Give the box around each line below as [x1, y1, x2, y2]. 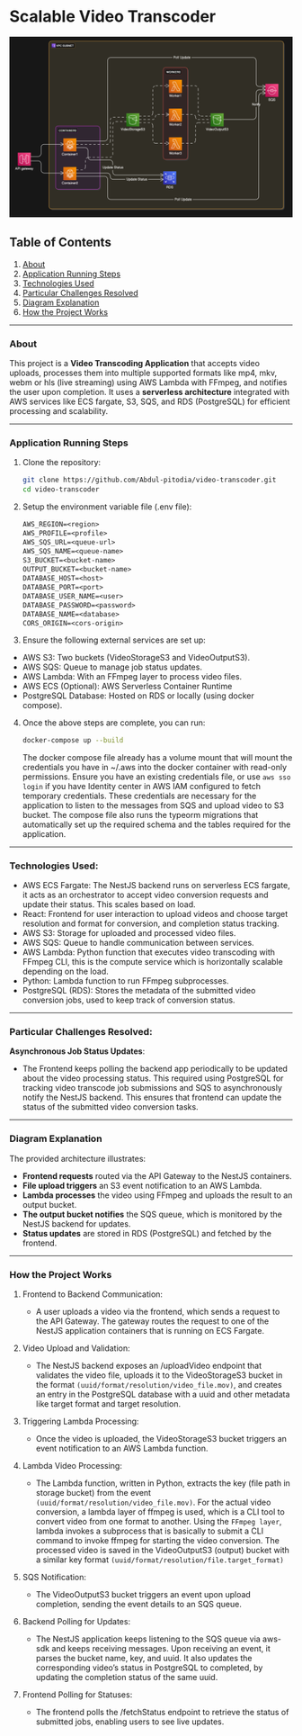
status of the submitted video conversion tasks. [22, 1102, 200, 1112]
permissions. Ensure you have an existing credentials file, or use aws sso [22, 771, 291, 782]
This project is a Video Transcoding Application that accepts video [9, 357, 261, 368]
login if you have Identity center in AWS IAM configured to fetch [22, 780, 261, 791]
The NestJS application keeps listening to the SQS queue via [35, 1633, 261, 1644]
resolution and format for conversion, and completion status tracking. [22, 918, 280, 929]
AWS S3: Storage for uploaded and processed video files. [22, 928, 236, 939]
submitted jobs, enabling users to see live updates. [35, 1716, 225, 1727]
